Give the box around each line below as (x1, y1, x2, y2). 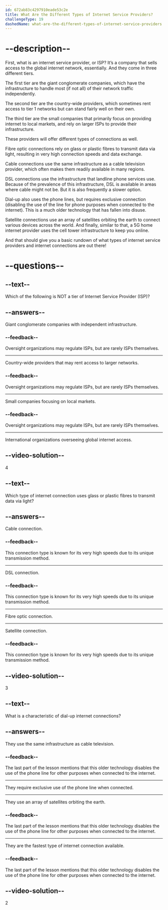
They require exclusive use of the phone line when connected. (5, 784, 134, 790)
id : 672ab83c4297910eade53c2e (5, 7, 68, 13)
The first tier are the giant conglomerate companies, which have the (5, 80, 145, 86)
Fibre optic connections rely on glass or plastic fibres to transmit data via (5, 146, 155, 152)
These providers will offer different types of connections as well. (5, 136, 138, 142)
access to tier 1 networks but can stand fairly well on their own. (5, 106, 135, 112)
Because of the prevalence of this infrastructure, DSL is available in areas (5, 181, 156, 188)
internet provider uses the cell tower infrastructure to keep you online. (5, 227, 149, 234)
